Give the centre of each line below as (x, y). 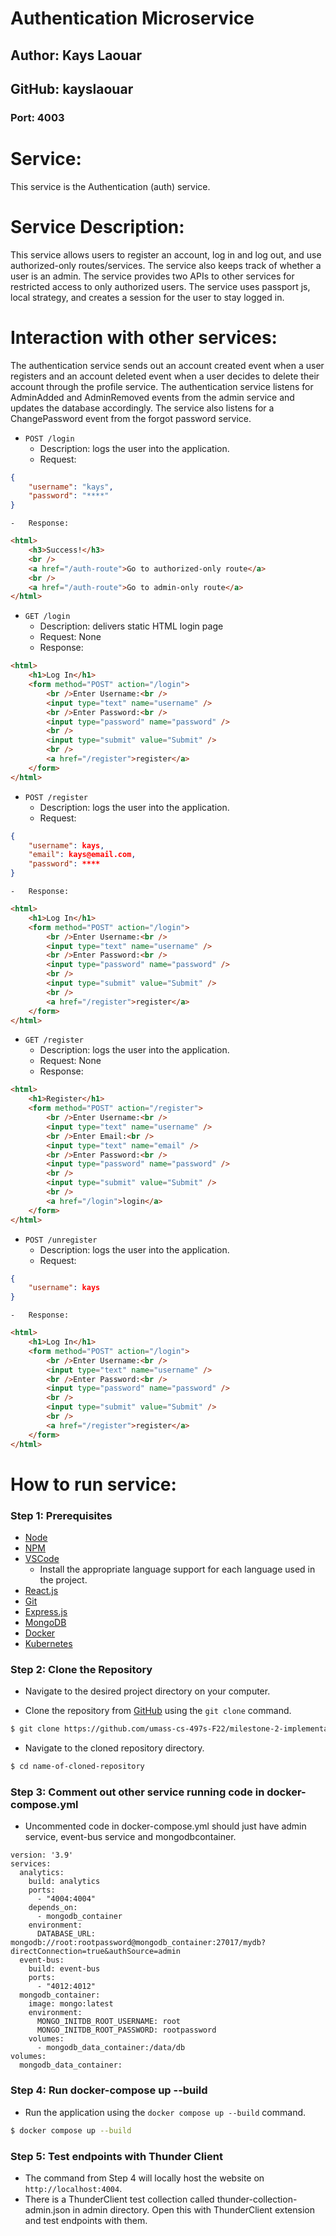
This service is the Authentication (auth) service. (110, 186)
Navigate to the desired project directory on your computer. (147, 1691)
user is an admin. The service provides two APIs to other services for (152, 276)
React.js (41, 1591)
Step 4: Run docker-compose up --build (109, 2090)
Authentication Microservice (132, 18)
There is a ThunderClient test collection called (119, 2199)
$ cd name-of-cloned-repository (77, 1767)
